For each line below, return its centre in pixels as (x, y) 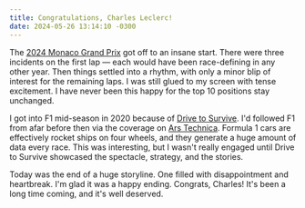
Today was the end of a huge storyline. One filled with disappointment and (149, 174)
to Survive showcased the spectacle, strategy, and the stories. (127, 156)
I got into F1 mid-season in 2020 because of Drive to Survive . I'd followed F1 (152, 118)
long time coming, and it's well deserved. (86, 193)
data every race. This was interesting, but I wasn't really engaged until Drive (152, 147)
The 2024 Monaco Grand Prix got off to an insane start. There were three (147, 52)
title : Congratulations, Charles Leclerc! (91, 18)
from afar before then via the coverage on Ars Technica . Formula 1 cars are (150, 127)
